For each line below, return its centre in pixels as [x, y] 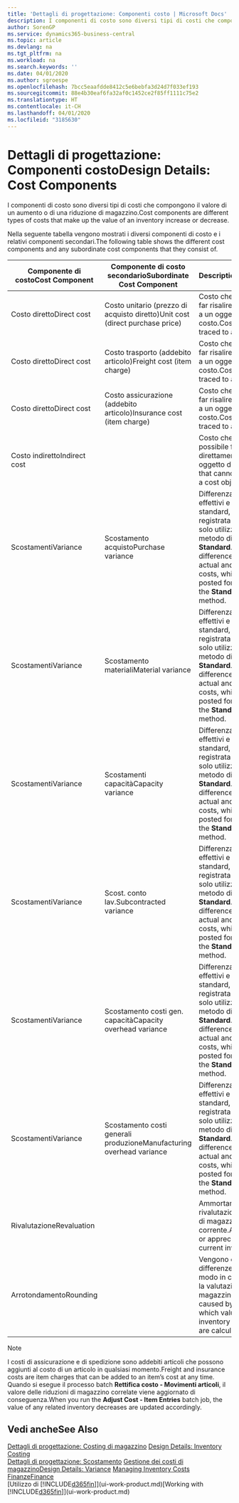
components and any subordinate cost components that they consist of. [113, 249]
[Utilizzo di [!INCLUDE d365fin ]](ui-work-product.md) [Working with [106, 1485]
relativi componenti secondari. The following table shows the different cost [116, 241]
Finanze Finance [31, 1477]
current [211, 1248]
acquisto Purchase [134, 547]
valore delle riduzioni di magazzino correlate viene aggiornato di [101, 1392]
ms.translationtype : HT [43, 100]
